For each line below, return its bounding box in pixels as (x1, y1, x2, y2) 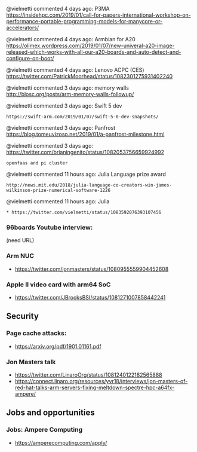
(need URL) (6, 237, 35, 244)
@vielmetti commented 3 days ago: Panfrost (6, 124, 116, 131)
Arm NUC (6, 252, 35, 260)
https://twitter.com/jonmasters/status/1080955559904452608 (14, 265, 169, 273)
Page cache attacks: (6, 329, 67, 337)
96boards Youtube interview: (6, 223, 93, 231)
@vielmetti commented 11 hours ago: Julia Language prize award (6, 170, 166, 178)
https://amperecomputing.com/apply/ (14, 439, 107, 446)
